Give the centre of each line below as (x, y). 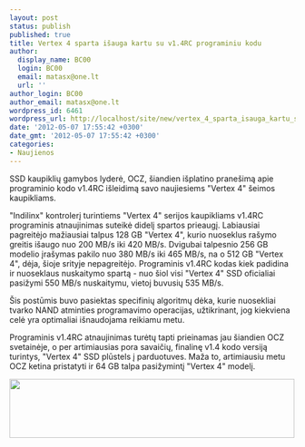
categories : (32, 144)
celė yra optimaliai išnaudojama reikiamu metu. (97, 319)
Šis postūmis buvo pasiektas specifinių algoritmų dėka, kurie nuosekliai (143, 300)
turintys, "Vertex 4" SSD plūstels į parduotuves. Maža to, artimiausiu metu (148, 356)
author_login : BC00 (46, 93)
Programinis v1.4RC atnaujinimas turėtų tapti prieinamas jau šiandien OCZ (147, 337)
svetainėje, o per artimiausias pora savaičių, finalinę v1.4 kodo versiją (138, 346)
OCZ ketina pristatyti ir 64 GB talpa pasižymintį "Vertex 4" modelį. (133, 366)
